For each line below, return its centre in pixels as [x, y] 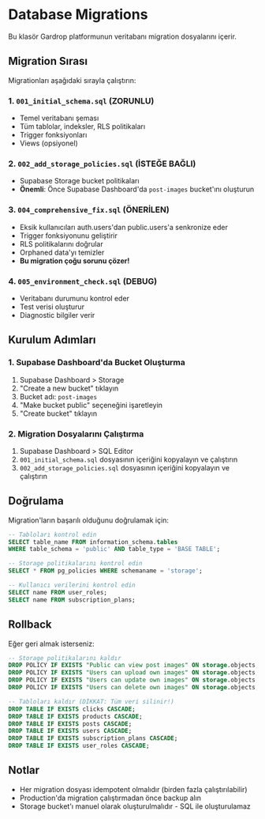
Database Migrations [78, 15]
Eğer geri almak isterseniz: [51, 643]
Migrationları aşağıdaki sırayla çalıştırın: [72, 80]
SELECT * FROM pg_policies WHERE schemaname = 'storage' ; [105, 571]
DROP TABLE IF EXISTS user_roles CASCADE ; [79, 746]
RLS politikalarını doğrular [62, 243]
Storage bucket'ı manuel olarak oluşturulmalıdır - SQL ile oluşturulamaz [135, 806]
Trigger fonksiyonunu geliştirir [69, 236]
